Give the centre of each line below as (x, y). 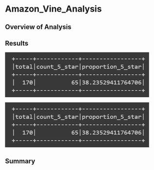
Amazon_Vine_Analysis (53, 9)
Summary (20, 161)
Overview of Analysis (38, 27)
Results (17, 43)
